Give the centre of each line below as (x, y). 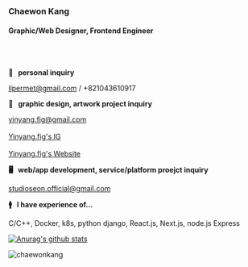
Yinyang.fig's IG (35, 137)
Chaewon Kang (39, 11)
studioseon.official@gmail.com (60, 189)
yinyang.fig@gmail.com (48, 119)
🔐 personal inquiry (41, 73)
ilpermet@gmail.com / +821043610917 (72, 88)
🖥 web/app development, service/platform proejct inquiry (108, 170)
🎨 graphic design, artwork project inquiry (81, 104)
